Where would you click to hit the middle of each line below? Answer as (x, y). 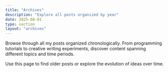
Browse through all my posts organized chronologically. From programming (84, 43)
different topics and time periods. (40, 54)
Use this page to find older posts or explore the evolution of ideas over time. (85, 64)
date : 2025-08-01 (24, 19)
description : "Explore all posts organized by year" (62, 15)
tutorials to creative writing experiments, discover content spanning (76, 49)
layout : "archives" (26, 29)
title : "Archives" (25, 10)
